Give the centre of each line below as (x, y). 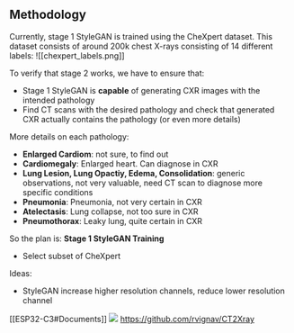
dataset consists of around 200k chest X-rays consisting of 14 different (141, 46)
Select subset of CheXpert (71, 256)
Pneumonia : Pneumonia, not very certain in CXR (112, 202)
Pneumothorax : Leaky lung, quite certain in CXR (112, 220)
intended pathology (58, 100)
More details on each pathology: (69, 136)
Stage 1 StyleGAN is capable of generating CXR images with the (141, 90)
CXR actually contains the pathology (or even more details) (131, 119)
